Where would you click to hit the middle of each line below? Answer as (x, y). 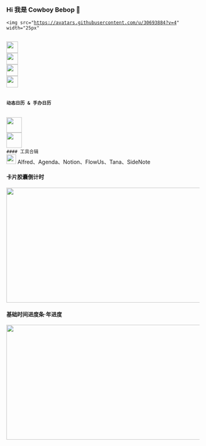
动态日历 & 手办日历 (29, 103)
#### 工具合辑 (22, 151)
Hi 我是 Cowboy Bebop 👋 (44, 9)
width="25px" (23, 28)
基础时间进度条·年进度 (34, 314)
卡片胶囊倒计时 (25, 177)
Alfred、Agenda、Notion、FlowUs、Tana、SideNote (84, 162)
